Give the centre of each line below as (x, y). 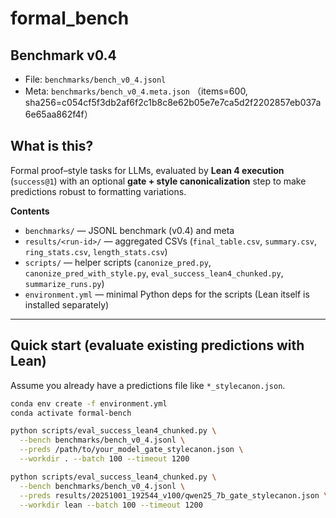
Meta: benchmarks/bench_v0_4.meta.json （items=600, (136, 91)
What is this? (52, 146)
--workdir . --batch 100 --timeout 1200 (104, 459)
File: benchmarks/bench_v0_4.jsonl (95, 79)
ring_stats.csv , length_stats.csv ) (96, 251)
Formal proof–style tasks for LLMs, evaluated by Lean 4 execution (147, 170)
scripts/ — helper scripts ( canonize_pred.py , (118, 262)
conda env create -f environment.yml (89, 403)
